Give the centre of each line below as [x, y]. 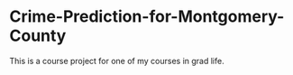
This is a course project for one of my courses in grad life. [117, 61]
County [38, 36]
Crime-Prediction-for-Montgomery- [147, 17]
